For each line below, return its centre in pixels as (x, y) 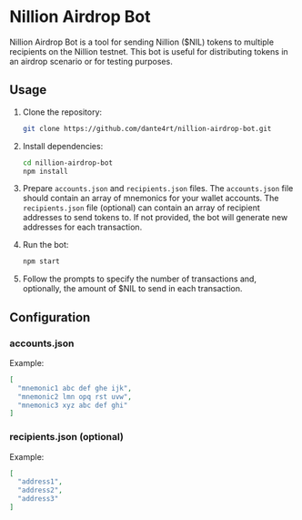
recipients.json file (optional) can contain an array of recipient (141, 208)
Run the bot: (45, 245)
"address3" (38, 499)
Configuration (50, 317)
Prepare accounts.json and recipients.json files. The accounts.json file (158, 189)
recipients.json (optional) (67, 437)
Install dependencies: (63, 146)
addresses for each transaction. (82, 227)
